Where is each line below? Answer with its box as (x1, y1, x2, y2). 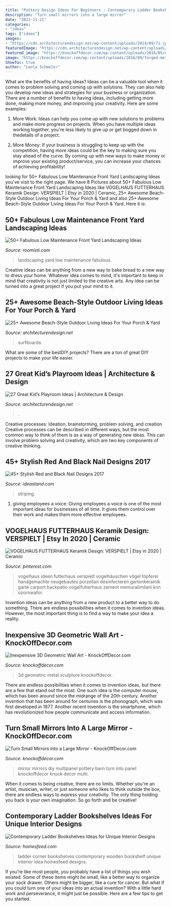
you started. (5, 896, 31, 902)
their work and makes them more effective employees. (12, 512, 127, 518)
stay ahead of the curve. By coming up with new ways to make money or (12, 153, 165, 159)
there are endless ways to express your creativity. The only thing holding (5, 791, 158, 798)
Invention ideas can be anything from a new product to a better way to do (5, 600, 159, 606)
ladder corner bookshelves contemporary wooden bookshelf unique (17, 853, 161, 859)
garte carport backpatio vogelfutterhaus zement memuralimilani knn (17, 584, 161, 590)
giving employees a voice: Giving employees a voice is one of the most (12, 501, 162, 507)
